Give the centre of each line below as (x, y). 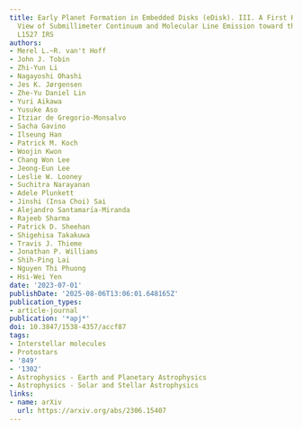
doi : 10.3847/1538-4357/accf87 (68, 327)
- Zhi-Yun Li (34, 68)
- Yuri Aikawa (36, 101)
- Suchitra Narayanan (50, 185)
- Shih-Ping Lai (40, 260)
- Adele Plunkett (42, 193)
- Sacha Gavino (38, 127)
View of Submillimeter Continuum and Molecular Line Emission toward (150, 26)
